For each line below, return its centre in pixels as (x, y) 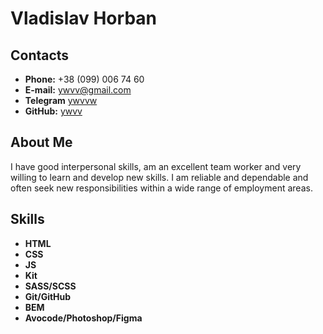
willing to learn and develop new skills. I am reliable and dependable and (159, 177)
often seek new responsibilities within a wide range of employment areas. (161, 188)
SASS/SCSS (50, 286)
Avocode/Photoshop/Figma (83, 318)
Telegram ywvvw (61, 100)
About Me (41, 142)
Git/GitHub (48, 296)
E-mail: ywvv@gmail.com (78, 90)
